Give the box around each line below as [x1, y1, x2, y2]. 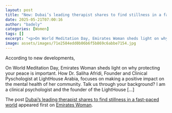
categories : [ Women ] [5, 27, 50, 32]
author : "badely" [5, 21, 42, 27]
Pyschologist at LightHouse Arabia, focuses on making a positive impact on [5, 75, 165, 82]
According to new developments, [5, 55, 75, 61]
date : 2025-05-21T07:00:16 [5, 17, 63, 22]
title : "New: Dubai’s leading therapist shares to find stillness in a [5, 12, 161, 17]
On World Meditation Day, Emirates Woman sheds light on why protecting [5, 64, 160, 71]
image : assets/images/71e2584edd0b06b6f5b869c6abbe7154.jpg [5, 41, 137, 46]
